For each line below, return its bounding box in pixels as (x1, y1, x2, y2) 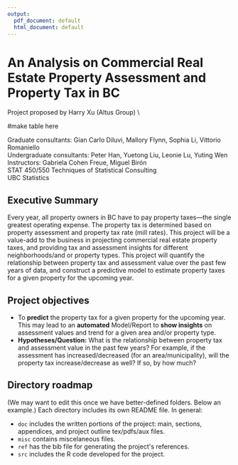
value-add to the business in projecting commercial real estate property (7, 236, 218, 244)
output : (7, 10, 31, 18)
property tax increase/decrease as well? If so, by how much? (17, 358, 197, 367)
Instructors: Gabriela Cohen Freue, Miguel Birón (7, 158, 147, 167)
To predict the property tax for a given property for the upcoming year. (17, 313, 226, 321)
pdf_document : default (13, 17, 81, 24)
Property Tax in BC (7, 85, 121, 100)
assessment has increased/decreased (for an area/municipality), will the (17, 350, 229, 360)
